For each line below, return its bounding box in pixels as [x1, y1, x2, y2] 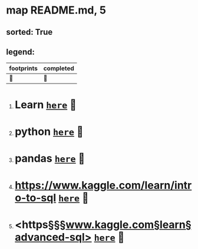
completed [43, 64, 75, 72]
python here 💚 [14, 125, 84, 138]
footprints [9, 64, 38, 72]
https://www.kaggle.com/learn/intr [14, 179, 192, 192]
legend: [6, 47, 35, 57]
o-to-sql [14, 191, 57, 205]
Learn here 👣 [14, 98, 77, 111]
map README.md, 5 [6, 4, 106, 17]
